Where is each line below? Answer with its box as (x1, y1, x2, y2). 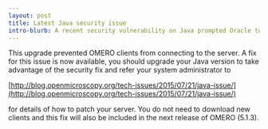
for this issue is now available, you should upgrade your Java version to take (8, 57, 259, 66)
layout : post (8, 11, 52, 20)
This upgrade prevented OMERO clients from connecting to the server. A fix (8, 49, 257, 58)
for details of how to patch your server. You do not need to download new (8, 104, 251, 114)
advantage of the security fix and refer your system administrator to (8, 65, 231, 75)
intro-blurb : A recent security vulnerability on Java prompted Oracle (8, 26, 251, 34)
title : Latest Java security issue (8, 19, 127, 27)
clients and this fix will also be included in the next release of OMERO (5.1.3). (8, 113, 259, 123)
